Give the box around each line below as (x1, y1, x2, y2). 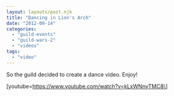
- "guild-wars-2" (12, 37, 56, 43)
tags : (6, 49, 20, 55)
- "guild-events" (12, 32, 56, 38)
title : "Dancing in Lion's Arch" (6, 15, 92, 21)
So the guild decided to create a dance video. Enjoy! (6, 70, 138, 78)
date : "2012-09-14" (6, 20, 56, 26)
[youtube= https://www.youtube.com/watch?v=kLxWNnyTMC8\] (6, 83, 168, 90)
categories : (6, 26, 37, 32)
